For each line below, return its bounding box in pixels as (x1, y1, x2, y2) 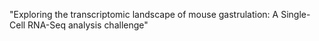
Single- (280, 9, 311, 20)
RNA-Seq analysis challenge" (27, 19, 149, 31)
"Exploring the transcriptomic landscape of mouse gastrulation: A (9, 9, 279, 20)
